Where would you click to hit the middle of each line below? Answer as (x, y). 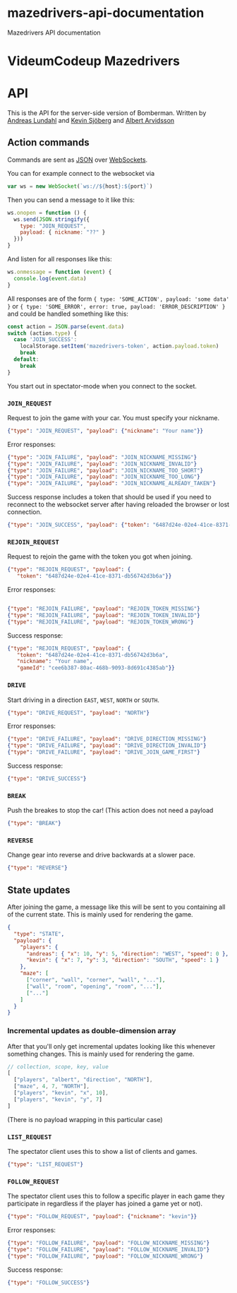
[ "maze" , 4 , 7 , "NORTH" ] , (52, 1086)
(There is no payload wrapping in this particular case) (85, 1119)
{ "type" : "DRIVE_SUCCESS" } (47, 779)
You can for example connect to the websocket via (81, 173)
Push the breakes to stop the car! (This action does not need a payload (110, 811)
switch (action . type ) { (42, 333)
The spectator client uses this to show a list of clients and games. (102, 1152)
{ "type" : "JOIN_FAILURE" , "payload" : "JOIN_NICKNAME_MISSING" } (102, 457)
